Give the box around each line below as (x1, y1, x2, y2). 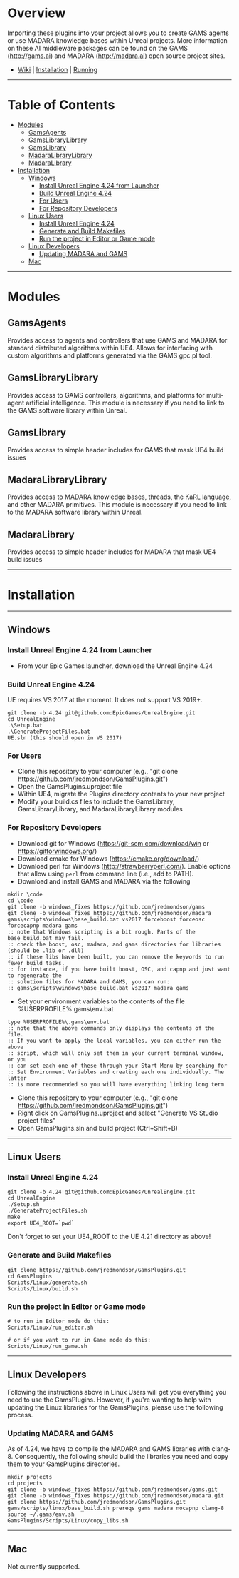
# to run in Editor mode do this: (7, 1317, 110, 1325)
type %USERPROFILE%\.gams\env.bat (7, 1018, 110, 1026)
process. (7, 1410, 33, 1419)
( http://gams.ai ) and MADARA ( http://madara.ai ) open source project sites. (7, 51, 225, 60)
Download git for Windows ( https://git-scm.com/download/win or (17, 839, 210, 847)
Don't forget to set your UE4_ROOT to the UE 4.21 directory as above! (7, 1233, 211, 1241)
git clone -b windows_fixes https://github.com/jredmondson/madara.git (7, 1492, 224, 1499)
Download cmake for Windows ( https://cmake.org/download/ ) (17, 854, 200, 863)
